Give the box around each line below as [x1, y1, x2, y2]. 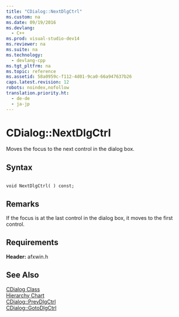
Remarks [6, 199, 40, 209]
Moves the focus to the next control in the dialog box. [6, 146, 135, 153]
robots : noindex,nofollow [6, 85, 69, 91]
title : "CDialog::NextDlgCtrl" [6, 8, 82, 15]
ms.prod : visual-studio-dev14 [6, 36, 80, 42]
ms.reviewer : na [6, 42, 46, 47]
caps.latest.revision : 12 [6, 80, 69, 85]
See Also [6, 270, 39, 280]
